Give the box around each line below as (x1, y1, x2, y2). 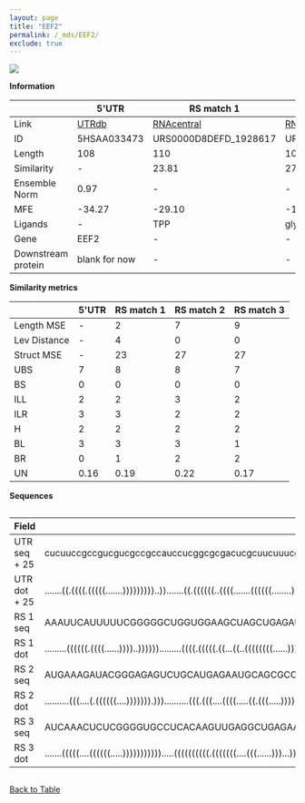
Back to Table (9, 784, 61, 795)
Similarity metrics (9, 282, 79, 293)
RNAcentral (152, 117, 202, 130)
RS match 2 (174, 304, 225, 317)
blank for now (76, 253, 136, 266)
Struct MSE (14, 349, 62, 361)
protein (14, 259, 44, 271)
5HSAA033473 (76, 133, 144, 146)
